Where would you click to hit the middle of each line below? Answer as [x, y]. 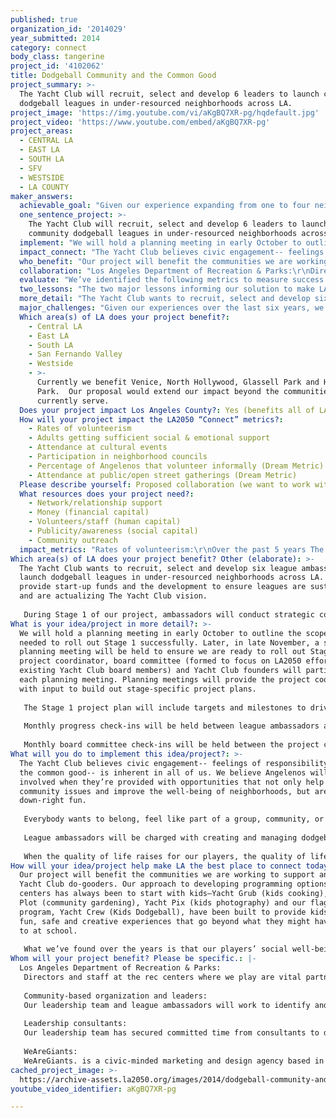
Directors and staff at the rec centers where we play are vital [162, 977]
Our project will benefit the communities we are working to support [167, 875]
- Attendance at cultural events [98, 447]
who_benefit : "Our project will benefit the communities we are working [174, 261]
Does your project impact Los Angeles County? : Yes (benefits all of [167, 410]
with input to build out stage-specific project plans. [138, 689]
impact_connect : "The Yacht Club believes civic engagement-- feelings [172, 252]
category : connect [48, 47]
